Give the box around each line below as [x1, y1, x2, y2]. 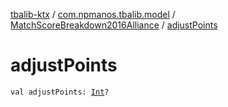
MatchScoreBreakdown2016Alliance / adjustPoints [10, 19, 218, 31]
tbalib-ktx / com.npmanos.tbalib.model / [10, 9, 176, 20]
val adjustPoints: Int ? [10, 87, 110, 97]
